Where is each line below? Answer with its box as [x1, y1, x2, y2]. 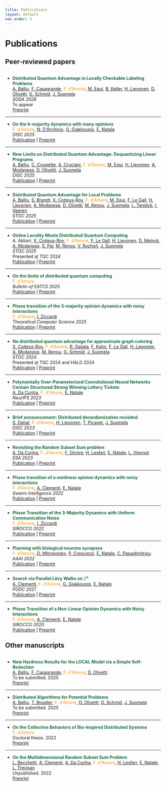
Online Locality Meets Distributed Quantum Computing [12, 232, 128, 238]
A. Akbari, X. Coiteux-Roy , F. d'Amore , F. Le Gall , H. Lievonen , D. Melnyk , [12, 238, 161, 243]
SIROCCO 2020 [12, 621, 44, 627]
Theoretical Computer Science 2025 [12, 318, 86, 325]
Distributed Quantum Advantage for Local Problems [12, 191, 122, 197]
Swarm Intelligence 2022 [12, 490, 64, 496]
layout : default [5, 12, 39, 17]
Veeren [12, 207, 27, 213]
